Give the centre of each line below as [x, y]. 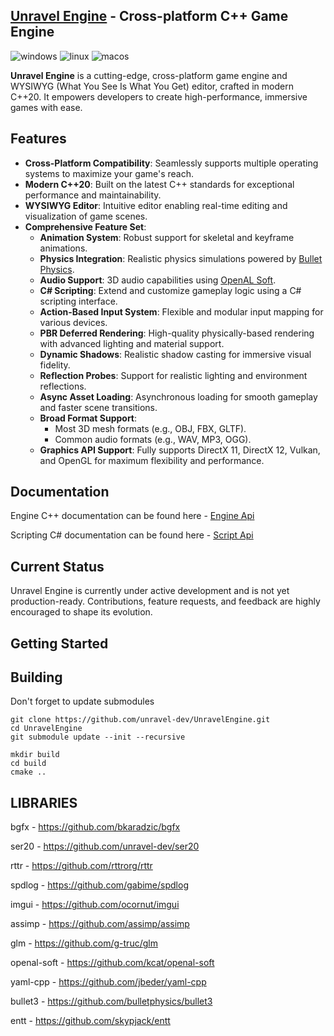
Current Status [57, 566]
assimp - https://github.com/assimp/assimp [100, 924]
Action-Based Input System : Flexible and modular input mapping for [181, 311]
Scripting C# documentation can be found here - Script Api [132, 535]
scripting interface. [78, 301]
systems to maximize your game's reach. [109, 173]
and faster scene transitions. [98, 407]
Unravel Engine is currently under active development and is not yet [150, 591]
